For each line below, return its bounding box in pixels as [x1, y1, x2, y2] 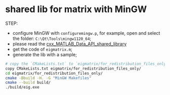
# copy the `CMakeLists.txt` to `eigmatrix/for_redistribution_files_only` [5, 61, 168, 66]
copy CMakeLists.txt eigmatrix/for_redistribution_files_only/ [5, 66, 142, 71]
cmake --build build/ [5, 80, 51, 85]
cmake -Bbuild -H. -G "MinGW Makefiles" [5, 75, 92, 80]
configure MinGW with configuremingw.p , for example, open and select [12, 30, 160, 36]
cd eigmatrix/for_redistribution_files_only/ [5, 71, 103, 76]
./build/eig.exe [5, 85, 39, 90]
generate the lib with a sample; [12, 52, 77, 58]
